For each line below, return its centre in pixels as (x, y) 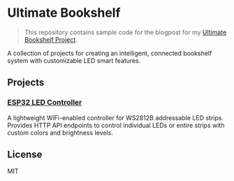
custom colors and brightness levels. (60, 132)
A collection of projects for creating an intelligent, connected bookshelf (110, 53)
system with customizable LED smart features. (74, 60)
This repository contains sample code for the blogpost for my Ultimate (125, 32)
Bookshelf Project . (51, 39)
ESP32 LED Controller (45, 103)
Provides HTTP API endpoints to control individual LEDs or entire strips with (116, 125)
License (25, 155)
